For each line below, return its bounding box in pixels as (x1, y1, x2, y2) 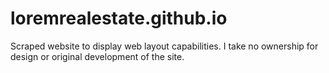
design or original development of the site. (10, 50, 185, 62)
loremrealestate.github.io (10, 7, 228, 30)
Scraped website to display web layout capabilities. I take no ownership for (10, 40, 319, 52)
